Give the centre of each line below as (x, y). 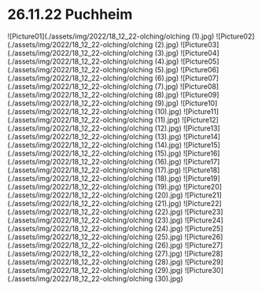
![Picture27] (204, 245)
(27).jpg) (168, 253)
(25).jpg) (169, 237)
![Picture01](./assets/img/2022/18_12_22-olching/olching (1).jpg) (111, 36)
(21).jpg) (168, 203)
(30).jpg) (169, 278)
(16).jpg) (168, 161)
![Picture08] (199, 86)
